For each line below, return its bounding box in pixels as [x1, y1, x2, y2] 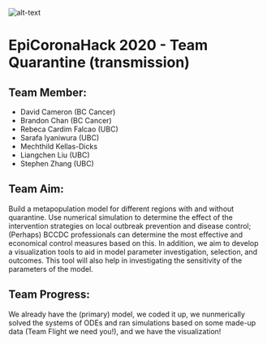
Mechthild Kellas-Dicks [19, 142, 98, 151]
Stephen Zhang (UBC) [19, 159, 95, 168]
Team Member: [8, 85, 87, 99]
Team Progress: [8, 288, 91, 302]
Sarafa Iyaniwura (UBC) [19, 133, 100, 142]
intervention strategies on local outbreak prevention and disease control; [8, 221, 252, 230]
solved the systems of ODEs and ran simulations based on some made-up [8, 317, 256, 328]
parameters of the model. [8, 264, 93, 273]
